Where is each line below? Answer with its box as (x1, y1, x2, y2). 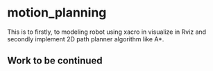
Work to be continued (7, 55, 103, 67)
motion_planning (7, 5, 107, 21)
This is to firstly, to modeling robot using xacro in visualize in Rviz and (7, 28, 207, 36)
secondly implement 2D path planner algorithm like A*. (7, 34, 164, 43)
